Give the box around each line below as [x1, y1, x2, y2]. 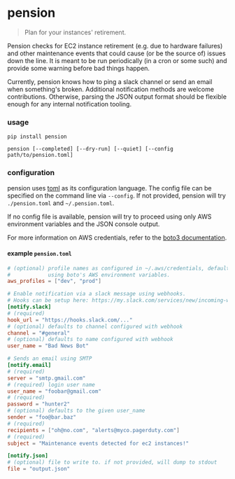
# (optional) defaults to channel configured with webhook [7, 323, 183, 330]
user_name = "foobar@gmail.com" [7, 387, 101, 395]
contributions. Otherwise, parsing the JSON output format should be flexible [7, 92, 227, 101]
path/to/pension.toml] [7, 152, 73, 159]
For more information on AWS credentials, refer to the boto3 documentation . [7, 233, 227, 242]
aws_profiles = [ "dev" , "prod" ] [7, 278, 101, 285]
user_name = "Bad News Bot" [7, 342, 90, 349]
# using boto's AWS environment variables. [7, 271, 171, 278]
